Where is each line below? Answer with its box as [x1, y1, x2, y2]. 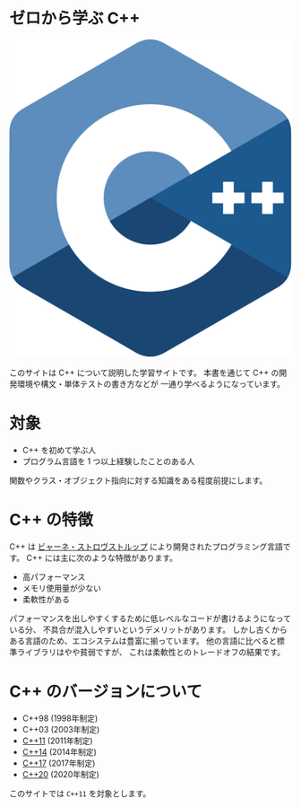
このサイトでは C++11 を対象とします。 [9, 787, 151, 799]
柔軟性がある [21, 593, 70, 604]
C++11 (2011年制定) [21, 735, 93, 746]
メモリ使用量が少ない [21, 583, 101, 593]
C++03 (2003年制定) [21, 724, 100, 734]
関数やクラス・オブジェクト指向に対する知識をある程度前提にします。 [9, 475, 268, 486]
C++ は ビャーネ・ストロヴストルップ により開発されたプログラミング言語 [9, 540, 284, 552]
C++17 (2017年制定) [21, 758, 96, 768]
